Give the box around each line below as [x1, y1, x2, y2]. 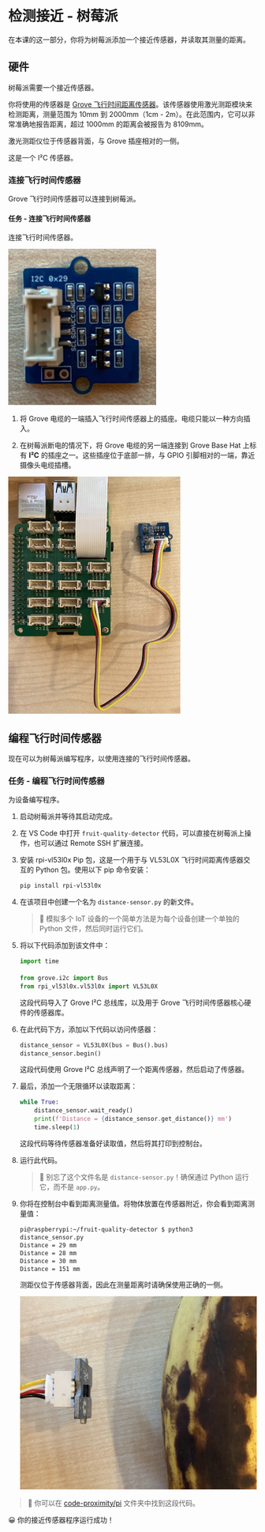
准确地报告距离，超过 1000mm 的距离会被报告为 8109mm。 [14, 119, 208, 129]
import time [19, 957, 59, 965]
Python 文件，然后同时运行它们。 [39, 924, 148, 934]
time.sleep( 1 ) [34, 1123, 80, 1131]
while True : [19, 1098, 59, 1107]
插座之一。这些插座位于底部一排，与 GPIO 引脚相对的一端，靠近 [47, 451, 256, 460]
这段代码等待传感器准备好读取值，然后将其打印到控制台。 [19, 1138, 207, 1148]
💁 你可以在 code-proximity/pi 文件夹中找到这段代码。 [27, 1498, 200, 1507]
